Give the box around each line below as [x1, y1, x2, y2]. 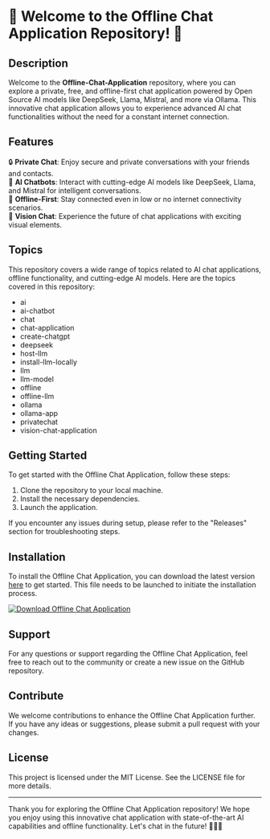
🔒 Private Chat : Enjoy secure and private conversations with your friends [8, 157, 251, 167]
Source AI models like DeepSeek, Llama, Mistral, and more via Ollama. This [8, 95, 257, 104]
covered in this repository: [8, 282, 95, 291]
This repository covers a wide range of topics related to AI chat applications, [8, 265, 261, 274]
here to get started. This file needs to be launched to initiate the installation [8, 580, 256, 590]
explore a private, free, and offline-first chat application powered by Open [8, 86, 253, 96]
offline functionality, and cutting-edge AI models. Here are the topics [8, 273, 235, 282]
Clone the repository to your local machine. [19, 486, 163, 496]
